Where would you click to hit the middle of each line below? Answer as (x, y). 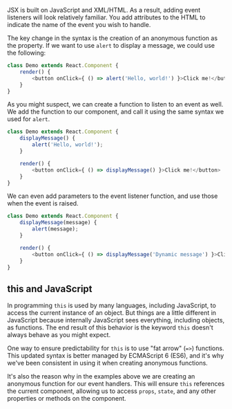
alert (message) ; (55, 229)
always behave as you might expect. (59, 335)
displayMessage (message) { (58, 223)
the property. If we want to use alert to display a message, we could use (111, 45)
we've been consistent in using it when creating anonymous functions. (108, 363)
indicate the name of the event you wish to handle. (79, 25)
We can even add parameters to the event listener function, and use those (113, 196)
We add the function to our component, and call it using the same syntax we (116, 112)
